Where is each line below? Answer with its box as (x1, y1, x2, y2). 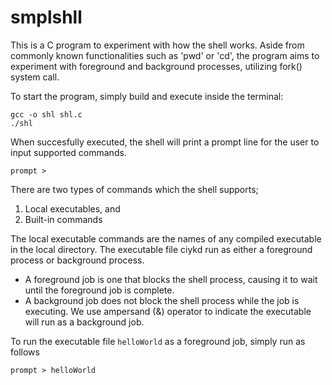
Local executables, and (24, 202, 121, 215)
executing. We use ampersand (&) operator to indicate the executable (24, 305, 312, 317)
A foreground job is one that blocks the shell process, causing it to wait (24, 273, 318, 285)
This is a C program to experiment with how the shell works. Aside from (10, 39, 305, 51)
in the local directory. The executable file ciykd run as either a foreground (10, 243, 313, 255)
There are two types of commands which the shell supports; (10, 183, 259, 195)
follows (10, 346, 40, 358)
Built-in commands (24, 213, 103, 225)
